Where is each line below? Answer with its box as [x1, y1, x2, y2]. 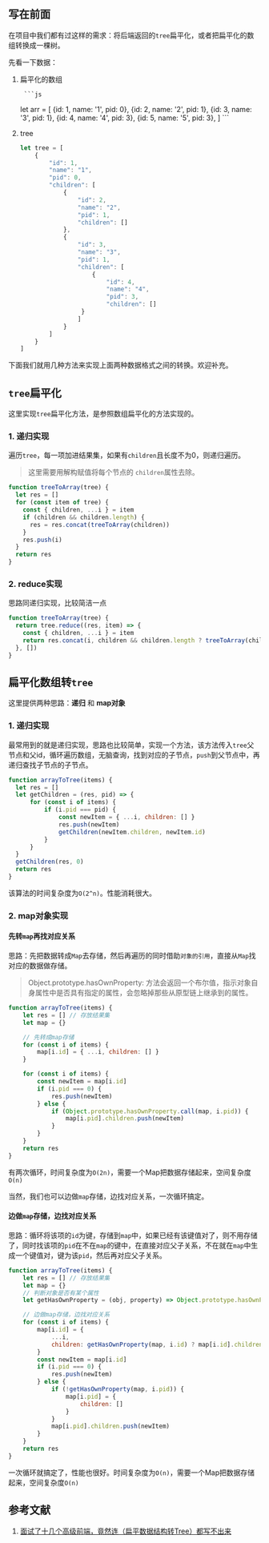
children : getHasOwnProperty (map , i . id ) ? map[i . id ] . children [50, 1340, 263, 1348]
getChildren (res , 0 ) [15, 858, 84, 866]
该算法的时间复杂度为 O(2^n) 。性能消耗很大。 [8, 888, 156, 898]
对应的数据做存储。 [8, 961, 72, 970]
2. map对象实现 [8, 910, 69, 921]
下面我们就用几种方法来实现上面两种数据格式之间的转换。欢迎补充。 [8, 360, 233, 370]
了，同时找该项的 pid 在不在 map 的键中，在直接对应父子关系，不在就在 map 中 [8, 1240, 251, 1250]
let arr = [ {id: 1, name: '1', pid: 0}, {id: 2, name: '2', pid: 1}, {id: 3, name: [19, 104, 252, 114]
